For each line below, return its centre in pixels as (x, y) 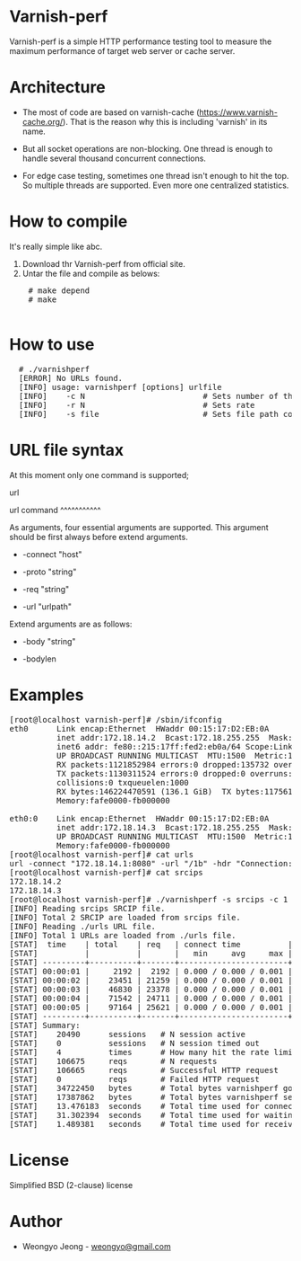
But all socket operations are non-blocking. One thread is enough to (147, 148)
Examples (47, 695)
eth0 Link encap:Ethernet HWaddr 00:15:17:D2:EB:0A (139, 728)
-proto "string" (49, 572)
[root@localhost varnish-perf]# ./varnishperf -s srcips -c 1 (149, 899)
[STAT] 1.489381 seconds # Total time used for (134, 1124)
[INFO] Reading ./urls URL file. (83, 926)
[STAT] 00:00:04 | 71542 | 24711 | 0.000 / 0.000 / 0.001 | (151, 998)
